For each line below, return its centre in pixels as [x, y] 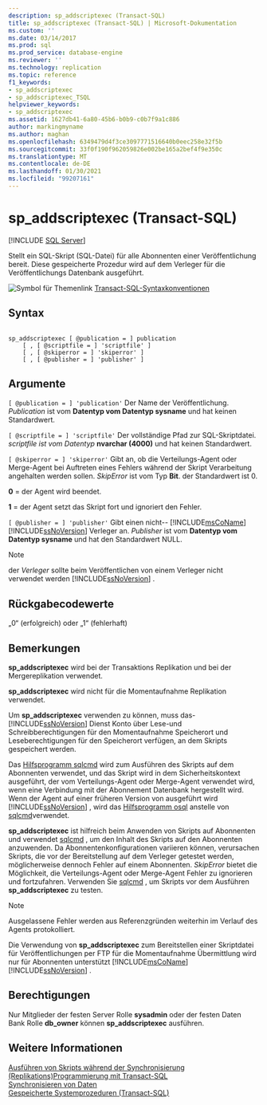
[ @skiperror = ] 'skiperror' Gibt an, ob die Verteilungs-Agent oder [123, 459]
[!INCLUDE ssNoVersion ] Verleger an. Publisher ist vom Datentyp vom [123, 531]
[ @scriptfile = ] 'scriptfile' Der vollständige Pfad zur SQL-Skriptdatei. [132, 435]
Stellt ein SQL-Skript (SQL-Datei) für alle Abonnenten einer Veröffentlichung [132, 255]
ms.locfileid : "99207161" [51, 179]
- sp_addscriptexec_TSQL [49, 97]
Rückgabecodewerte [61, 604]
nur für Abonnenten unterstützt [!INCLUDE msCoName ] [98, 962]
